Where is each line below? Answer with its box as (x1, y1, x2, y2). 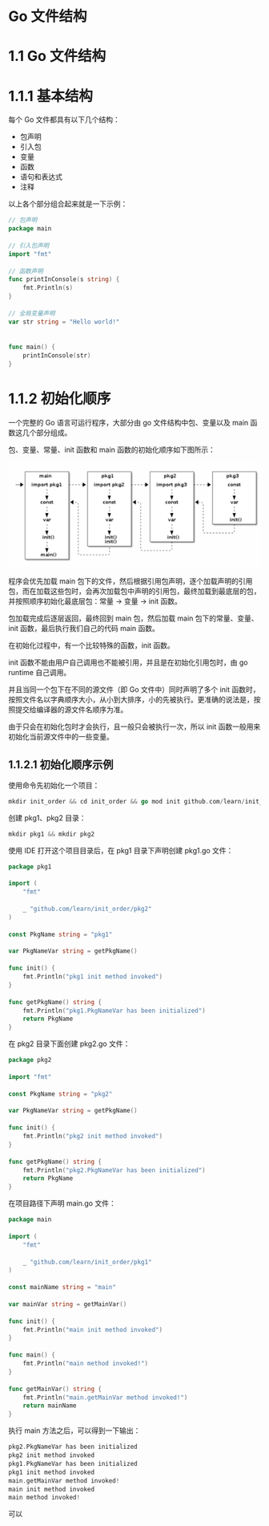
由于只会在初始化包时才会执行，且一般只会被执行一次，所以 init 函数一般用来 (8, 722, 261, 731)
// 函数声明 (8, 267, 44, 275)
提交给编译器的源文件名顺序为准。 (14, 705, 128, 714)
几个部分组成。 (22, 428, 72, 437)
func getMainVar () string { (8, 1385, 102, 1393)
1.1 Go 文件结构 (8, 47, 106, 65)
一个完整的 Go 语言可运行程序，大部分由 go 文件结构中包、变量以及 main (8, 418, 249, 427)
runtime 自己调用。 (8, 668, 71, 678)
